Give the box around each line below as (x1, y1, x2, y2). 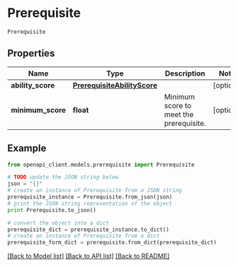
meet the (164, 109, 194, 119)
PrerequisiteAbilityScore (72, 80, 158, 90)
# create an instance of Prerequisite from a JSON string (7, 187, 182, 194)
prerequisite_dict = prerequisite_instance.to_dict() (7, 226, 170, 233)
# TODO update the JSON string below (7, 174, 119, 181)
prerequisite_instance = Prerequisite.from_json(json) (7, 194, 173, 201)
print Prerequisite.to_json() (7, 206, 97, 213)
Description (165, 69, 205, 78)
